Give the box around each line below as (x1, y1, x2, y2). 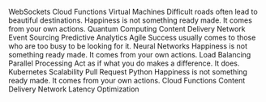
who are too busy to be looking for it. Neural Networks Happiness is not (8, 41, 248, 51)
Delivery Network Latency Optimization (8, 84, 139, 94)
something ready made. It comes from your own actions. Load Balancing (8, 50, 251, 59)
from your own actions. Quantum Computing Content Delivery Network (8, 24, 246, 33)
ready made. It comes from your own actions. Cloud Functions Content (8, 76, 246, 85)
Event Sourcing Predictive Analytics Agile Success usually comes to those (8, 32, 256, 42)
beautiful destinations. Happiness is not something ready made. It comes (8, 15, 253, 25)
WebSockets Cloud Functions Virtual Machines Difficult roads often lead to (8, 7, 258, 16)
